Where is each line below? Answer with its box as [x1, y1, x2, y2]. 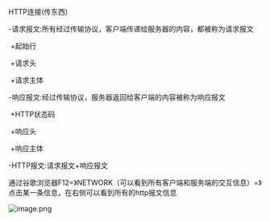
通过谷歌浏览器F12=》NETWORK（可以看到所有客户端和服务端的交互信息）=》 [8, 178, 262, 187]
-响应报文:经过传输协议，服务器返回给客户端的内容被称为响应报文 [8, 92, 226, 102]
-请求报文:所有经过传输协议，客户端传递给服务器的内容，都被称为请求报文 [8, 24, 254, 34]
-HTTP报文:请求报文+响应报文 [8, 161, 109, 170]
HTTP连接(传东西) [8, 7, 69, 16]
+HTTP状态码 [10, 109, 56, 119]
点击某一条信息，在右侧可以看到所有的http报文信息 [8, 188, 177, 197]
